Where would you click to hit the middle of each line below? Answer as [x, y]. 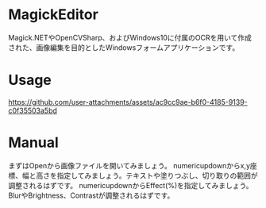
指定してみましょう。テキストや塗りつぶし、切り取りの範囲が [157, 175]
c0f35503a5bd [33, 110]
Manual [34, 143]
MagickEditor [54, 15]
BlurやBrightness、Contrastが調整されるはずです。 [91, 195]
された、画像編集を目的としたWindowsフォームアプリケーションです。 [124, 47]
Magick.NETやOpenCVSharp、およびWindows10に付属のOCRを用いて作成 [130, 37]
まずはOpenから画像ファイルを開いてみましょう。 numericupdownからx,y [129, 165]
